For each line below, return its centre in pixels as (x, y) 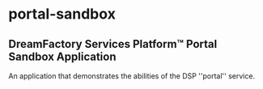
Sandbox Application (62, 56)
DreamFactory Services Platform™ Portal (113, 44)
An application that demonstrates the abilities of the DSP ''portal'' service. (132, 76)
